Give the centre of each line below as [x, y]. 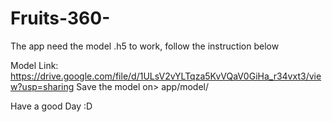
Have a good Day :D [51, 106]
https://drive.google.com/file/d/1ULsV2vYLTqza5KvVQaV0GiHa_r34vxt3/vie [166, 76]
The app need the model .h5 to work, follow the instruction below [145, 46]
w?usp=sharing [42, 86]
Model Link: [34, 65]
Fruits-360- [60, 18]
